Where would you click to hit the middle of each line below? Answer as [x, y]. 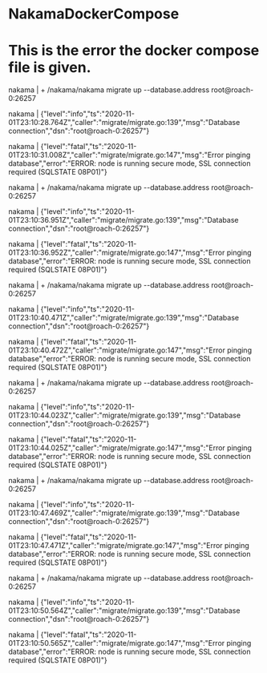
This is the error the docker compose [134, 51]
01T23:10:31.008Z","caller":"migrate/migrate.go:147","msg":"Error [116, 155]
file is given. [50, 68]
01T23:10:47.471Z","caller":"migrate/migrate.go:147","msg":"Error [115, 546]
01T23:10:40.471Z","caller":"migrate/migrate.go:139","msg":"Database [123, 318]
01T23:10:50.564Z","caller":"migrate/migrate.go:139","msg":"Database [124, 611]
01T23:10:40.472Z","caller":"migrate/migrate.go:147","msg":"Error [117, 350]
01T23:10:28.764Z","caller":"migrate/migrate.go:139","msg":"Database [124, 123]
